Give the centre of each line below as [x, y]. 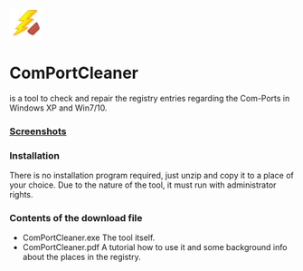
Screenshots [38, 131]
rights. [21, 195]
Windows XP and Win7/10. [58, 108]
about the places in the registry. [82, 257]
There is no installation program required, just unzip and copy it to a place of [151, 176]
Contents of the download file [76, 218]
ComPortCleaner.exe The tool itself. [89, 237]
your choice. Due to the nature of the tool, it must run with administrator [143, 185]
